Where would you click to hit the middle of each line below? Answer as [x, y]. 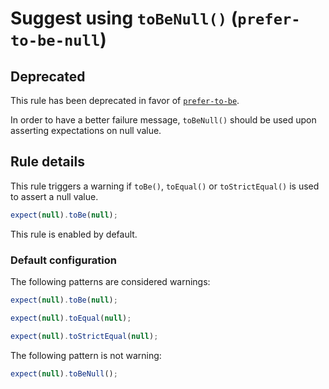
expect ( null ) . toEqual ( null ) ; [71, 318]
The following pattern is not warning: [86, 355]
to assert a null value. [54, 196]
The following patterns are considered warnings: [110, 281]
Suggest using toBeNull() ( [124, 18]
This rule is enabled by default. [74, 234]
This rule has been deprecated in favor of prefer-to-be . [125, 100]
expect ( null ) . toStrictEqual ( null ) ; [84, 336]
